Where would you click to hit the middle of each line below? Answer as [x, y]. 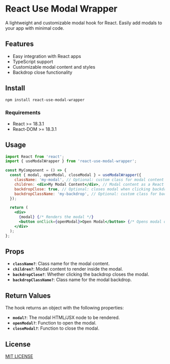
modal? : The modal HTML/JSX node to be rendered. [66, 318]
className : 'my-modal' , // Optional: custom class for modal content [89, 180]
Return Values [28, 296]
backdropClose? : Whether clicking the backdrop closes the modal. [81, 274]
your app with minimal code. [35, 28]
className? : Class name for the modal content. [61, 264]
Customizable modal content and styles [54, 67]
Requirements [23, 113]
